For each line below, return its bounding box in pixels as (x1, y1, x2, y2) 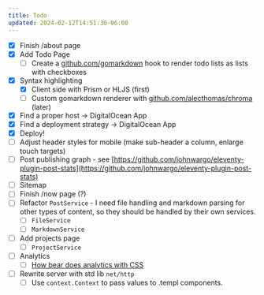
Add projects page (19, 233, 80, 243)
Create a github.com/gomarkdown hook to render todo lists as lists (31, 58, 248, 68)
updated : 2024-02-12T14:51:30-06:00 (8, 19, 128, 27)
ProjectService (31, 244, 81, 252)
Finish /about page (19, 40, 81, 50)
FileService (31, 217, 71, 225)
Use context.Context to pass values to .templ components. (31, 278, 223, 287)
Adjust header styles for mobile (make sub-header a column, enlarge (19, 137, 244, 147)
